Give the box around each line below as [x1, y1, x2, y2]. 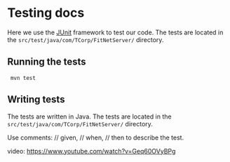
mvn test [10, 74, 36, 81]
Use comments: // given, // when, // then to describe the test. [7, 133, 184, 142]
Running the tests [7, 56, 86, 68]
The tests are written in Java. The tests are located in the [7, 112, 172, 121]
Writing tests [7, 93, 65, 106]
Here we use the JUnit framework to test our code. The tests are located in [7, 28, 224, 36]
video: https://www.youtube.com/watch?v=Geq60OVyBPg [7, 147, 176, 155]
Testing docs [7, 5, 85, 21]
